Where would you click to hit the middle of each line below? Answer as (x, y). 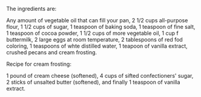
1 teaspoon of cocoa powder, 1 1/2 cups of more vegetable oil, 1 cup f (92, 33)
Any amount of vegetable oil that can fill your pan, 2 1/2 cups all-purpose (97, 20)
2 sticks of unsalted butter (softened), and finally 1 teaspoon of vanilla (93, 82)
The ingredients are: (31, 9)
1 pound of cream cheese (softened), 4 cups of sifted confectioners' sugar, (100, 76)
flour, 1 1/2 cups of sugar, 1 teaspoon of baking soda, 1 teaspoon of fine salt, (101, 27)
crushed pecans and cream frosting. (52, 52)
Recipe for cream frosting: (39, 64)
